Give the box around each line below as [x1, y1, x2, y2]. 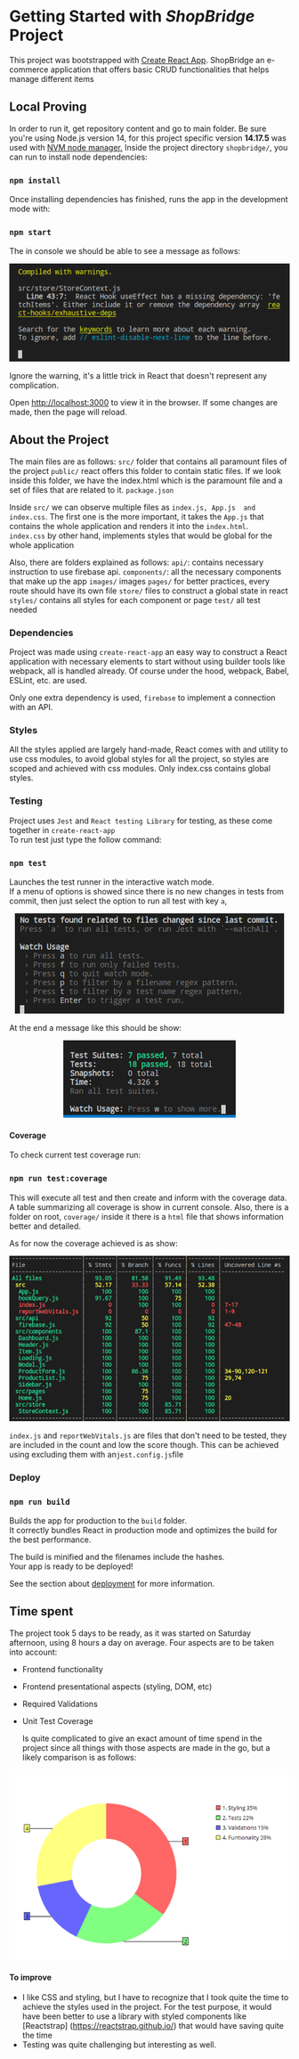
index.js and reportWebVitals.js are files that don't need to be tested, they [9, 1430, 287, 1441]
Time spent [9, 1604, 74, 1619]
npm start [9, 227, 52, 237]
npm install [9, 176, 61, 185]
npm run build [9, 1497, 70, 1507]
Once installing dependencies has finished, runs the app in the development [9, 194, 288, 205]
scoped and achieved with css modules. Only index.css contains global [9, 764, 271, 774]
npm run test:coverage [9, 1173, 108, 1184]
